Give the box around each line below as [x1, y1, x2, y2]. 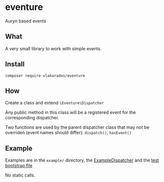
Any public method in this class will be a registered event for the [5, 109, 136, 115]
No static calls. [5, 172, 36, 178]
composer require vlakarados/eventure [5, 73, 85, 78]
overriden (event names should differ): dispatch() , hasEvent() [5, 130, 132, 136]
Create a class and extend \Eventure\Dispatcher [5, 100, 104, 106]
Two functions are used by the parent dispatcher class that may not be [5, 124, 150, 130]
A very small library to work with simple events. [5, 45, 102, 51]
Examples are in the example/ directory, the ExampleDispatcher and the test [5, 157, 160, 163]
